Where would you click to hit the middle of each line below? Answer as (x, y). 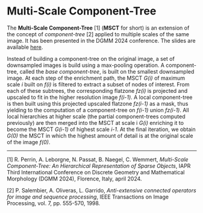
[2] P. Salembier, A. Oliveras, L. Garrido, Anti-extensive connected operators (101, 190)
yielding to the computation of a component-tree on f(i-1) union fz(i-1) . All (98, 110)
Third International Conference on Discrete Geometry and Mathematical (96, 172)
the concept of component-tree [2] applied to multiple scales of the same (98, 34)
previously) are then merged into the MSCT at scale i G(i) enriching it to (95, 122)
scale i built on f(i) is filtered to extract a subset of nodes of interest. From (98, 84)
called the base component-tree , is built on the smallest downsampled (107, 71)
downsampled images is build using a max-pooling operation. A (86, 65)
